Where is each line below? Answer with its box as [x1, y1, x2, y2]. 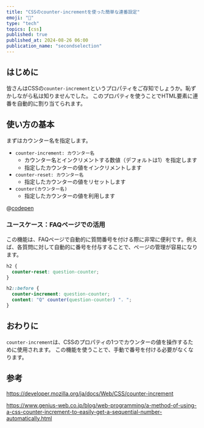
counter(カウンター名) [15, 186, 68, 192]
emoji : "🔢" [6, 15, 34, 21]
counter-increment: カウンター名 [15, 150, 95, 156]
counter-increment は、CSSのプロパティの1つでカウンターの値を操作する [6, 338, 188, 346]
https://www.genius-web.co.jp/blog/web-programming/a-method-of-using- [6, 401, 197, 409]
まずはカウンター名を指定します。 [6, 137, 91, 144]
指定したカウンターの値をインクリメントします [24, 164, 142, 171]
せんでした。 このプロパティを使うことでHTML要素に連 [59, 92, 199, 100]
